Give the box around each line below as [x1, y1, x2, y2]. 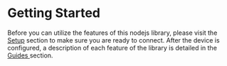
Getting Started [7, 5, 101, 21]
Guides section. [7, 51, 53, 60]
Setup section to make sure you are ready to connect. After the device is [7, 35, 220, 44]
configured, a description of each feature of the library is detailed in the [7, 43, 217, 52]
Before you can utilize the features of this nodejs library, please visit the [7, 28, 218, 37]
